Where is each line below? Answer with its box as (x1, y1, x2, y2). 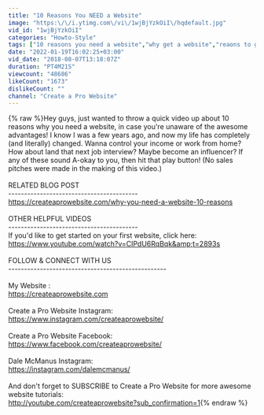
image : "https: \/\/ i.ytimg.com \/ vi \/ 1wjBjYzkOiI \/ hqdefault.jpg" (8, 19, 226, 27)
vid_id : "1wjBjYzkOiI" (8, 26, 82, 34)
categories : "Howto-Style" (8, 33, 97, 42)
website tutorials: (8, 390, 64, 399)
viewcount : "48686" (8, 70, 72, 78)
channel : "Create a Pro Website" (8, 92, 118, 100)
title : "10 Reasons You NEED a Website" (8, 11, 143, 20)
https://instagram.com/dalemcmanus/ (8, 365, 131, 374)
